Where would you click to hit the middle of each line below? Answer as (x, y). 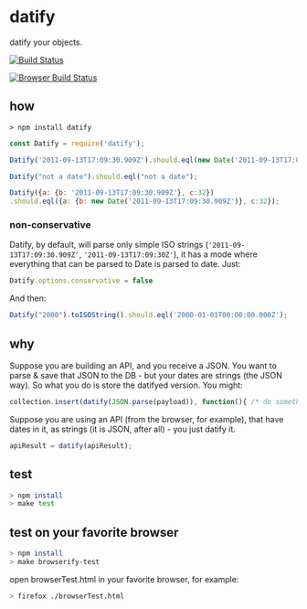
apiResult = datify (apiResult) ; (71, 445)
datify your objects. (46, 42)
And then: (28, 298)
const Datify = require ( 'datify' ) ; (77, 144)
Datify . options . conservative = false (81, 281)
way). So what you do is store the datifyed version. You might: (127, 385)
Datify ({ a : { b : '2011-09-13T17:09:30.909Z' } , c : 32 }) (112, 193)
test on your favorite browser (94, 532)
